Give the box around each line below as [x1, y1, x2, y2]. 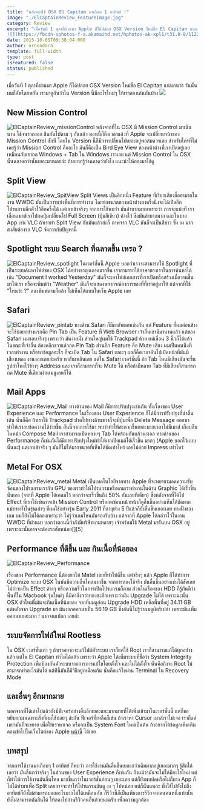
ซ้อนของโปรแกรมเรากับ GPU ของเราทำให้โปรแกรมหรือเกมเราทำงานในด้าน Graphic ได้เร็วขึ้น [7, 484, 196, 492]
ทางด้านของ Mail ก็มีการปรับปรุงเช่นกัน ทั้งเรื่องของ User [69, 403, 183, 410]
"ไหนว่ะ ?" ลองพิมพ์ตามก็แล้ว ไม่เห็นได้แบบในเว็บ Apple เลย [7, 287, 131, 294]
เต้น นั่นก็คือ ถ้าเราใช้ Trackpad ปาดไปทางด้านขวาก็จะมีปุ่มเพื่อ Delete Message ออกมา [7, 417, 189, 424]
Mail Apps [7, 387, 46, 397]
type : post [7, 54, 35, 60]
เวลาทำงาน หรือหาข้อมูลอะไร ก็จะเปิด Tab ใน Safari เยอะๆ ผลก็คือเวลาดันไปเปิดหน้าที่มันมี [7, 348, 189, 355]
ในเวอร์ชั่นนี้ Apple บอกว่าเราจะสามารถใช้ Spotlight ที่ [80, 259, 192, 267]
